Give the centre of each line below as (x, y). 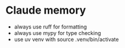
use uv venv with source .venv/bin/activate (66, 39)
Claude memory (46, 10)
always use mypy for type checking (57, 33)
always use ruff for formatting (50, 27)
